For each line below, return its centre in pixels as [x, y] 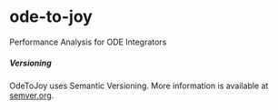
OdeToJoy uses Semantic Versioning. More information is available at [139, 85]
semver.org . [32, 95]
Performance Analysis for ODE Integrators [88, 42]
